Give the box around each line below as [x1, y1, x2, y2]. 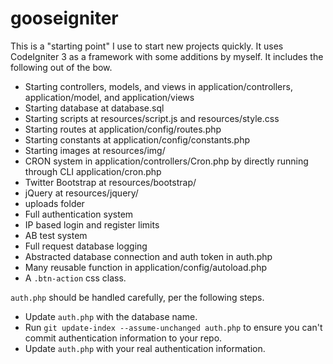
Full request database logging [24, 240, 148, 252]
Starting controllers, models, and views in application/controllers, [24, 80, 293, 92]
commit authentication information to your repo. [24, 332, 223, 344]
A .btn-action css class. [24, 272, 127, 284]
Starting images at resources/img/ [24, 144, 166, 156]
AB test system [24, 229, 88, 241]
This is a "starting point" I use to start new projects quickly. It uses [10, 40, 284, 52]
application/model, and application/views [24, 91, 195, 103]
